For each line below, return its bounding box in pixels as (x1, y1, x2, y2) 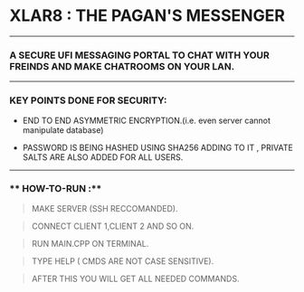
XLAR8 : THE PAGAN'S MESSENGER (9, 5, 285, 26)
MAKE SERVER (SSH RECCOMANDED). (31, 203, 178, 213)
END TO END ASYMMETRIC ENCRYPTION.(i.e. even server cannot (22, 115, 271, 126)
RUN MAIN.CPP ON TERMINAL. (31, 238, 149, 249)
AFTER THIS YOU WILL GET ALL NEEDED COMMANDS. (31, 273, 240, 284)
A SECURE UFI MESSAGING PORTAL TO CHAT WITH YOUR (9, 49, 270, 61)
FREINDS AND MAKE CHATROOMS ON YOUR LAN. (9, 60, 235, 72)
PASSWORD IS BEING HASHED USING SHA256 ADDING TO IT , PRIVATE (22, 142, 294, 153)
